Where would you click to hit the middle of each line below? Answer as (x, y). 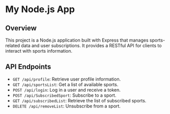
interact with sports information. (39, 51)
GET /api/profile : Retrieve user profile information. (67, 79)
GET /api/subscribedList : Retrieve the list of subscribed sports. (79, 100)
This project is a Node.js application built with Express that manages (77, 40)
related (13, 46)
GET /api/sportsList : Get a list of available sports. (65, 84)
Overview (21, 28)
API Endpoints (28, 67)
